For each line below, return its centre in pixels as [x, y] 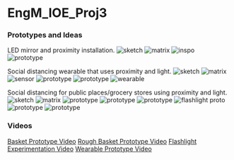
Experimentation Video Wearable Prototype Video [80, 149]
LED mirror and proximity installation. [61, 50]
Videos [20, 126]
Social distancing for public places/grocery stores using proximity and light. [117, 92]
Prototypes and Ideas [45, 35]
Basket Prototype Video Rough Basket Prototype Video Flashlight [102, 141]
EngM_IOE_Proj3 [57, 13]
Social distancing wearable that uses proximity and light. [89, 71]
